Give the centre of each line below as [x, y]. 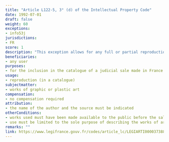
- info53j [16, 33]
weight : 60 [17, 24]
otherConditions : [23, 113]
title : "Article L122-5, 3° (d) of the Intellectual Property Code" [78, 10]
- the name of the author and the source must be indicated [70, 108]
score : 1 [14, 47]
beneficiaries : [21, 57]
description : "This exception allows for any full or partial [72, 52]
